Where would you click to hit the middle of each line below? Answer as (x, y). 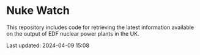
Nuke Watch (38, 11)
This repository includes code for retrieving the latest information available (100, 27)
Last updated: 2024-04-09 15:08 (48, 45)
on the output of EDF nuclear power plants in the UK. (73, 33)
